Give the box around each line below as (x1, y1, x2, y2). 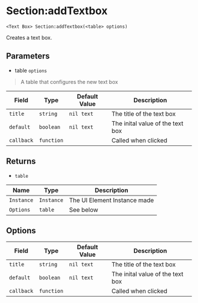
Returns (6, 157, 37, 167)
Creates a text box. (6, 34, 52, 41)
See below (68, 206, 98, 214)
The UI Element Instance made (68, 196, 154, 204)
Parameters (6, 51, 50, 61)
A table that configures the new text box (20, 78, 118, 85)
